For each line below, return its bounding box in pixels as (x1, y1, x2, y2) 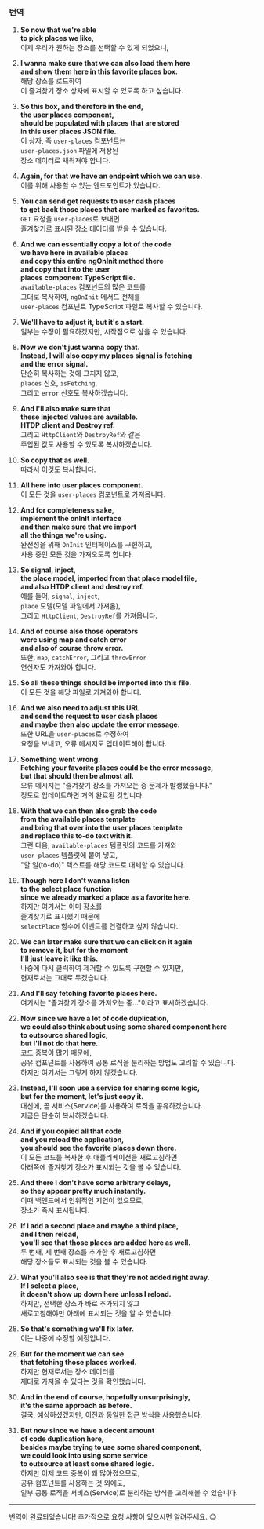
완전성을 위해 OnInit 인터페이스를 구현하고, (20, 540, 153, 549)
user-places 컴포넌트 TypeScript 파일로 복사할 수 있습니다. (20, 302, 203, 312)
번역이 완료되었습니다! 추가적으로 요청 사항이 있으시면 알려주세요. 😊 (9, 1513, 217, 1522)
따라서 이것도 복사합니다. (20, 465, 96, 474)
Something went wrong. (20, 755, 101, 764)
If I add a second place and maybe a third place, (20, 1221, 179, 1231)
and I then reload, (20, 1230, 79, 1239)
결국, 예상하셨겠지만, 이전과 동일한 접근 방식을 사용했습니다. (20, 1410, 203, 1420)
